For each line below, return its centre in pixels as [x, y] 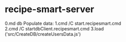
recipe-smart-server [49, 9]
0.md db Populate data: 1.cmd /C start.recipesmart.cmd [63, 23]
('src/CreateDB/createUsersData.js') [43, 34]
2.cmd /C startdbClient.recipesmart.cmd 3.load [54, 28]
